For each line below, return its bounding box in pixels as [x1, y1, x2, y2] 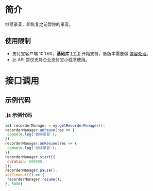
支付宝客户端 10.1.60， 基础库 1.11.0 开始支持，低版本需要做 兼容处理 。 [12, 50, 151, 56]
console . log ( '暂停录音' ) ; [7, 132, 57, 137]
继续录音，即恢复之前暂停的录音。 [5, 21, 73, 27]
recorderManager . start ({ [5, 154, 55, 160]
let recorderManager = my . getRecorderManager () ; [5, 123, 105, 128]
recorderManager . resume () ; [7, 177, 62, 182]
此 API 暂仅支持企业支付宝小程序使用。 [12, 57, 90, 62]
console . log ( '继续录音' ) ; [7, 146, 57, 150]
